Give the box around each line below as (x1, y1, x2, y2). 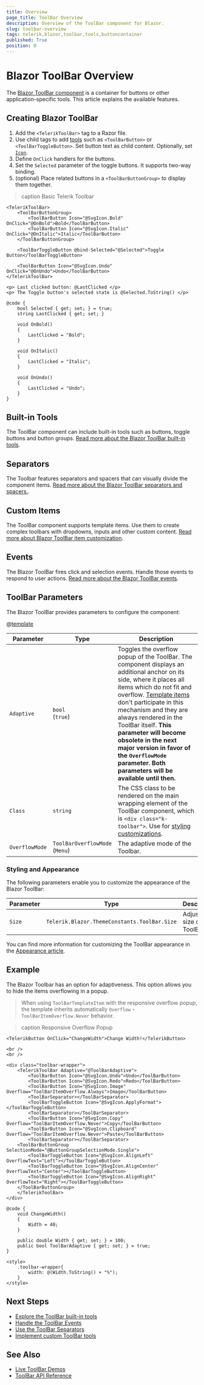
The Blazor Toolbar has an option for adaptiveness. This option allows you (6, 980, 192, 988)
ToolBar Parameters (6, 592, 83, 603)
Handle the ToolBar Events (15, 1319, 82, 1326)
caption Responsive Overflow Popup (21, 1024, 113, 1031)
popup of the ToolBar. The (117, 652, 192, 661)
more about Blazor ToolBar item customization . (6, 535, 123, 542)
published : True (6, 37, 47, 43)
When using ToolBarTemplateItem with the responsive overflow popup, (21, 999, 197, 1006)
